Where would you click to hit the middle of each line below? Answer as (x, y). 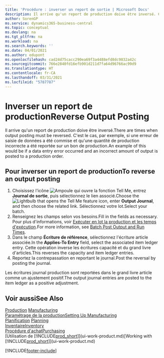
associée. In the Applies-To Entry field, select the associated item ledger (85, 242)
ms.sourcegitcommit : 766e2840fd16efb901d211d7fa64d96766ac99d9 (71, 64)
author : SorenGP (21, 19)
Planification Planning (27, 320)
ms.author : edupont (25, 55)
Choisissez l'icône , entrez (79, 191)
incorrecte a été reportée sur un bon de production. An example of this (76, 146)
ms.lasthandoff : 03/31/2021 (34, 78)
